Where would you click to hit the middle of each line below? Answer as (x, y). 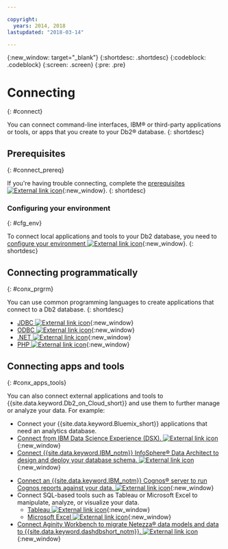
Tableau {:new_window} (89, 510)
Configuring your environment (59, 208)
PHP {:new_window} (73, 345)
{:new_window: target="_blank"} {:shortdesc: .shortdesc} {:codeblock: (107, 58)
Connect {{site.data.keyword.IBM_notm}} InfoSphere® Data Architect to (118, 453)
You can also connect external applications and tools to (85, 396)
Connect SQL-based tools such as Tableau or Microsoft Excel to (107, 495)
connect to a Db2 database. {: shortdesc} (66, 309)
